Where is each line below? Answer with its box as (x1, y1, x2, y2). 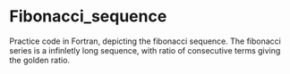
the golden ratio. (9, 54, 70, 65)
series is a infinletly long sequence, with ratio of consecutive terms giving (9, 45, 281, 55)
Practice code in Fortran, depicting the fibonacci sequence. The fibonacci (9, 36, 282, 46)
